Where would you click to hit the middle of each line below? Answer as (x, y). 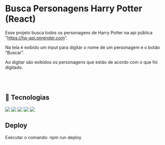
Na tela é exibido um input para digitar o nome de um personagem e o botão (82, 47)
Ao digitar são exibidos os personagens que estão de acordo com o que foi (82, 62)
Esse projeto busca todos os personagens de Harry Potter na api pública (79, 32)
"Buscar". (15, 53)
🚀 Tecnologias (27, 98)
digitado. (14, 67)
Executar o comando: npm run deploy (43, 137)
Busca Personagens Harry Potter (74, 9)
